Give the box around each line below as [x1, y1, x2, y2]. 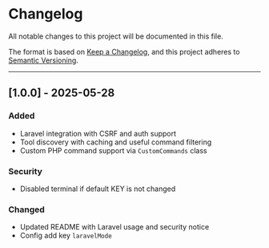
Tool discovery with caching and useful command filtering [19, 137, 212, 147]
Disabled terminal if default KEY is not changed [19, 184, 176, 193]
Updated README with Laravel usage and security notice [19, 222, 210, 232]
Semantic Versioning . [8, 55, 78, 65]
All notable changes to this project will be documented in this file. [8, 31, 224, 41]
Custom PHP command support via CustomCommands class [19, 145, 207, 155]
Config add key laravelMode [19, 230, 112, 241]
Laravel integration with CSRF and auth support [19, 128, 177, 138]
